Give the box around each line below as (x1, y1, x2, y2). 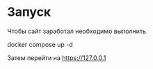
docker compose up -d (7, 40, 73, 48)
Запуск (7, 4, 51, 20)
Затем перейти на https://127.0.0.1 (7, 53, 106, 62)
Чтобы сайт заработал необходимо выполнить (7, 27, 147, 35)
